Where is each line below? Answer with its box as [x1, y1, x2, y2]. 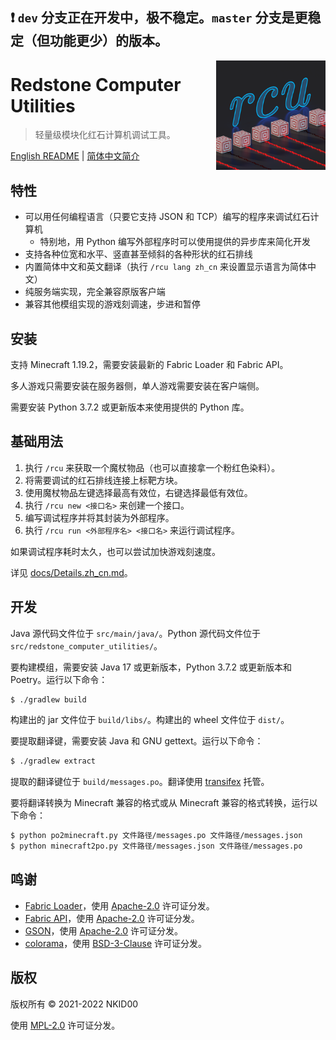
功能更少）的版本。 [49, 33, 168, 50]
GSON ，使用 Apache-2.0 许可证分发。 [24, 924, 184, 937]
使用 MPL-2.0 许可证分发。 [10, 1019, 121, 1031]
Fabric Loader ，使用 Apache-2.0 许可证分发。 [24, 899, 215, 912]
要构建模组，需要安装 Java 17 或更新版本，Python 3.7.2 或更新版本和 [10, 661, 293, 673]
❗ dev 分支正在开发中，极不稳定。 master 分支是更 [10, 9, 308, 27]
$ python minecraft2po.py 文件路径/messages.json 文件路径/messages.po [10, 841, 303, 852]
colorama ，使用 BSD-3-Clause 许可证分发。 [24, 937, 208, 949]
